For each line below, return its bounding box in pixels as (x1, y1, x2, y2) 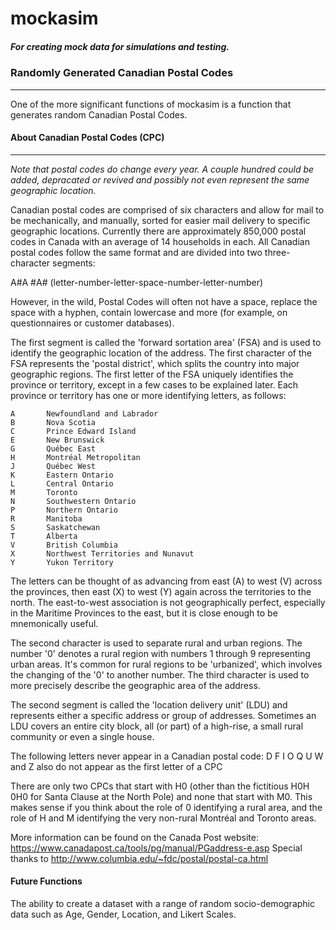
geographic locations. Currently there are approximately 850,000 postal (10, 225, 307, 237)
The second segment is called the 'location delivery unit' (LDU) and (10, 698, 288, 711)
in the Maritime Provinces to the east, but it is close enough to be (10, 607, 278, 619)
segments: (52, 257, 96, 269)
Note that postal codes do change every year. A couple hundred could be (10, 163, 315, 175)
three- (264, 246, 291, 258)
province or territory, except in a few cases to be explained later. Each (10, 378, 299, 391)
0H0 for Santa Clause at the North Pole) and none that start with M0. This (10, 790, 313, 802)
